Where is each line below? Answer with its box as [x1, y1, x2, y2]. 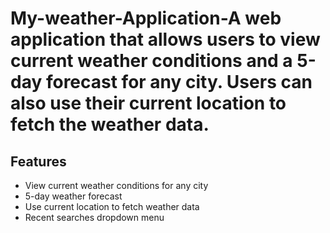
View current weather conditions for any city [24, 180, 209, 191]
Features [10, 153, 67, 170]
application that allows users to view [10, 28, 321, 51]
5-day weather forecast [24, 190, 123, 202]
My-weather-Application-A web [10, 7, 282, 30]
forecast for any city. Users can [45, 71, 313, 94]
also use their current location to [10, 92, 287, 115]
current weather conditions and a [10, 50, 293, 72]
